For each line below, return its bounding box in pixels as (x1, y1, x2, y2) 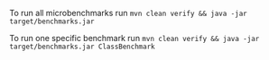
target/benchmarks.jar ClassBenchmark (9, 42, 155, 51)
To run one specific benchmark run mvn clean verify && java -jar (9, 33, 260, 43)
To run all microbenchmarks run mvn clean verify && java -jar (9, 8, 247, 18)
